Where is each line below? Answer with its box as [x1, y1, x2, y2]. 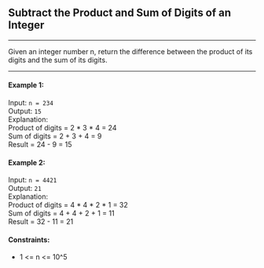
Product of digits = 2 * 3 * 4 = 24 [8, 123, 117, 133]
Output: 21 [8, 184, 42, 193]
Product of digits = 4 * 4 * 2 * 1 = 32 [8, 200, 128, 210]
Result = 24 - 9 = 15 [8, 140, 72, 149]
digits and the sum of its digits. [8, 55, 108, 64]
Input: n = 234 [8, 98, 53, 108]
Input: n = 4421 [8, 175, 57, 185]
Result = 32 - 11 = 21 [8, 217, 74, 226]
